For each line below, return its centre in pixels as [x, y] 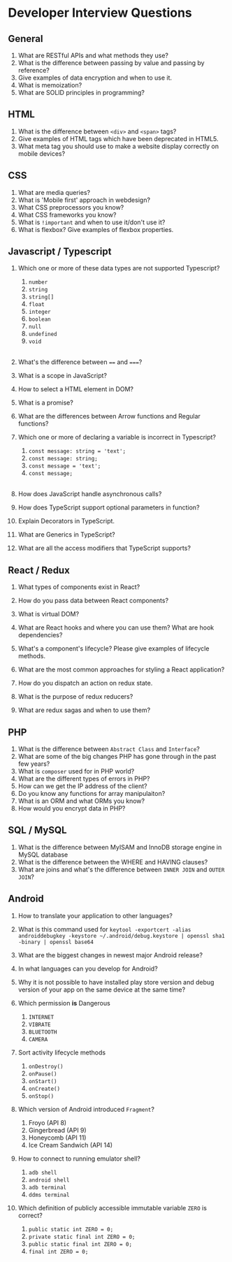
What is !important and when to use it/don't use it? [92, 222]
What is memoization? [50, 85]
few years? [34, 764]
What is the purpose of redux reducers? [75, 697]
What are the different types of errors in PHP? [84, 779]
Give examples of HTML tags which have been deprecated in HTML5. [118, 138]
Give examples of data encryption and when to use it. [95, 78]
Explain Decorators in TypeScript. [66, 521]
